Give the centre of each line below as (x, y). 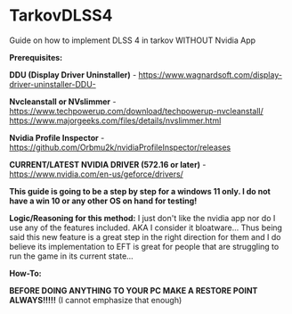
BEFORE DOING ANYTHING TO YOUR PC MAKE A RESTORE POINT (134, 290)
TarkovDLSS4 (61, 16)
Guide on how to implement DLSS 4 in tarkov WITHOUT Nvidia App (133, 40)
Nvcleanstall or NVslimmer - (63, 101)
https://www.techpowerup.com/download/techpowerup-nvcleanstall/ (137, 111)
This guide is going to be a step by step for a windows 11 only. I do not (140, 191)
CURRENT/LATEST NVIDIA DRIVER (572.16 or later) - (108, 164)
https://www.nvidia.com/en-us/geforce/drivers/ (97, 174)
